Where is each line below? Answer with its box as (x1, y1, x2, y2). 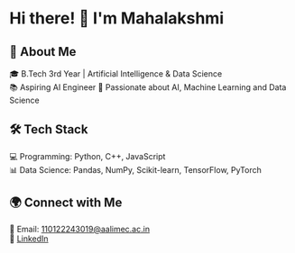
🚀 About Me (9, 44, 77, 59)
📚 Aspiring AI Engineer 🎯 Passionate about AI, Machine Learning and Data (9, 82, 287, 93)
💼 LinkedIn (9, 233, 49, 244)
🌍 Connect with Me (9, 195, 123, 211)
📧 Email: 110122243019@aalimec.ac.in (9, 223, 151, 234)
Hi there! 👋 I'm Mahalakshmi (9, 8, 224, 29)
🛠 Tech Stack (9, 122, 88, 138)
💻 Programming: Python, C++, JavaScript (9, 150, 166, 161)
